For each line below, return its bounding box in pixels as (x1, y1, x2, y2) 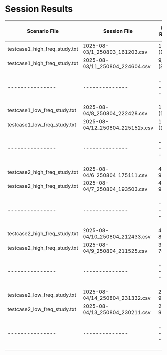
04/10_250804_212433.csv (83, 233, 151, 240)
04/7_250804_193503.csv (83, 185, 148, 192)
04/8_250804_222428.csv (83, 110, 148, 117)
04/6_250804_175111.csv (83, 172, 148, 178)
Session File (103, 27, 133, 34)
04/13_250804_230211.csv (83, 309, 151, 316)
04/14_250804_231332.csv (83, 294, 151, 301)
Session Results (5, 3, 73, 15)
